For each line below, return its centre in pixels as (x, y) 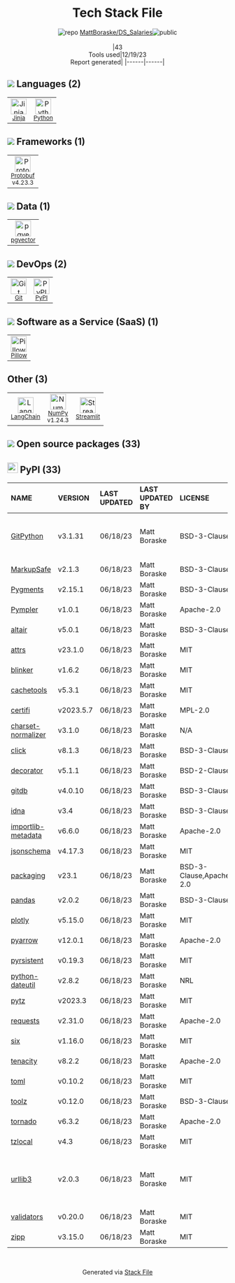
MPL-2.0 (194, 710)
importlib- (28, 827)
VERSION (73, 498)
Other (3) (28, 379)
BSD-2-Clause (205, 771)
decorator (27, 771)
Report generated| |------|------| (117, 62)
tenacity (24, 1061)
